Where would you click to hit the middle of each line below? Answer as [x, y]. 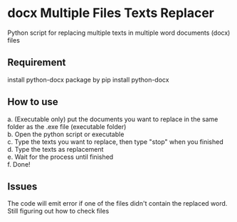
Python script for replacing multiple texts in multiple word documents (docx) [119, 33]
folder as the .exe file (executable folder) [67, 126]
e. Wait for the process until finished [60, 157]
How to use [33, 102]
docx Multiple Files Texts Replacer [111, 13]
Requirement [37, 63]
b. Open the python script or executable [66, 134]
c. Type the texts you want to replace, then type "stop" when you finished [115, 141]
